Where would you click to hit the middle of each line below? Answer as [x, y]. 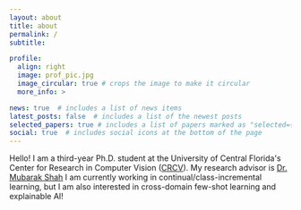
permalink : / [34, 34]
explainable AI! [37, 197]
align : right [42, 67]
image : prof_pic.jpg [56, 76]
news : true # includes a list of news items [95, 108]
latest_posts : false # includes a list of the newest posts [126, 116]
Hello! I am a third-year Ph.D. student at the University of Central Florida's [145, 158]
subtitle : [28, 42]
